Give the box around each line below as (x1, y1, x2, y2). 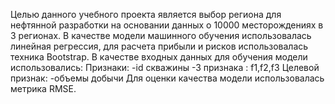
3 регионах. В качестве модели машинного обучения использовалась (10, 30, 312, 41)
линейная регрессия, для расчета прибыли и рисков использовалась (10, 40, 309, 52)
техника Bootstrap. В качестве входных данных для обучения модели (10, 51, 308, 63)
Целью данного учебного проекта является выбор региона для (10, 9, 282, 20)
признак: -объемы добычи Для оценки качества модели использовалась (10, 72, 325, 84)
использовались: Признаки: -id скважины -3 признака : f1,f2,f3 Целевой (10, 62, 320, 73)
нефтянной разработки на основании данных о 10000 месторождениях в (10, 19, 324, 31)
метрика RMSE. (10, 83, 77, 94)
